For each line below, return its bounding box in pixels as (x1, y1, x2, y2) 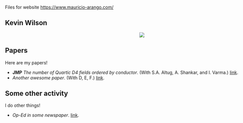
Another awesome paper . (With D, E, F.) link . (12, 74, 105, 81)
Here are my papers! (5, 59, 48, 66)
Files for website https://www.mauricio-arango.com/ (5, 4, 114, 10)
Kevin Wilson (5, 19, 47, 27)
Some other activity (5, 89, 68, 98)
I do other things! (5, 102, 41, 108)
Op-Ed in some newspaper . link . (12, 112, 79, 118)
